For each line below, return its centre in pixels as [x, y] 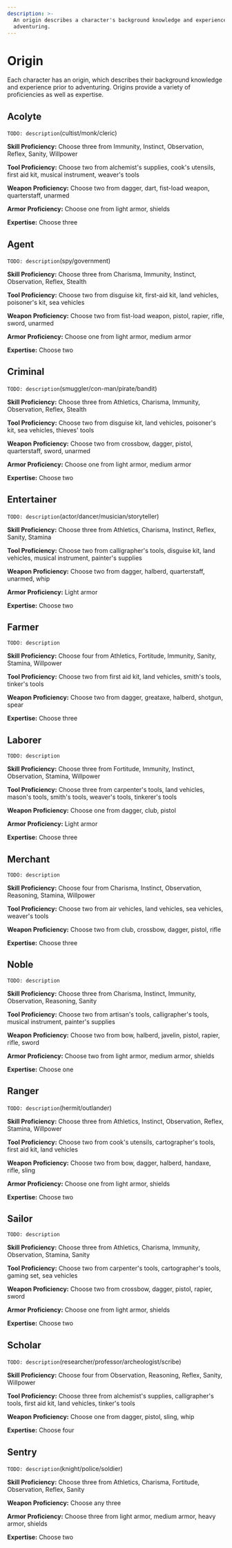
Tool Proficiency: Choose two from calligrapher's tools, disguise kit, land [111, 550]
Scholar [24, 1345]
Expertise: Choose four [41, 1430]
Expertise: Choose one [40, 1069]
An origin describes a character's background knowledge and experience [120, 20]
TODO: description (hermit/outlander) [59, 1108]
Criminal [26, 372]
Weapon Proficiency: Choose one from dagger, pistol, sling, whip [101, 1417]
